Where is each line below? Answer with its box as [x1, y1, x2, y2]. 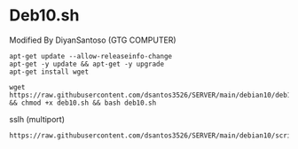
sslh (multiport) [9, 114, 65, 124]
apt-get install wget [9, 67, 90, 76]
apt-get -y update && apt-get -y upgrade [9, 59, 165, 68]
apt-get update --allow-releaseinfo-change [9, 51, 173, 60]
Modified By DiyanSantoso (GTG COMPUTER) [9, 35, 176, 45]
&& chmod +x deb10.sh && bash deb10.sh [9, 98, 157, 107]
